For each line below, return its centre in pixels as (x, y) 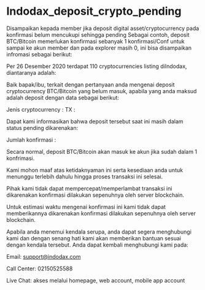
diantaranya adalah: (31, 72)
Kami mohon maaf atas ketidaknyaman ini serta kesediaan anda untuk (95, 170)
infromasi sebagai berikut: (39, 54)
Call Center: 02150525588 (40, 269)
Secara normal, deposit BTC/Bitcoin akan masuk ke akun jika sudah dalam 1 (102, 151)
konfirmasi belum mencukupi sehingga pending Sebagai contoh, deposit (98, 34)
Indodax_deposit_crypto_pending (94, 11)
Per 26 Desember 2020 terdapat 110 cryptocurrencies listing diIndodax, (97, 66)
